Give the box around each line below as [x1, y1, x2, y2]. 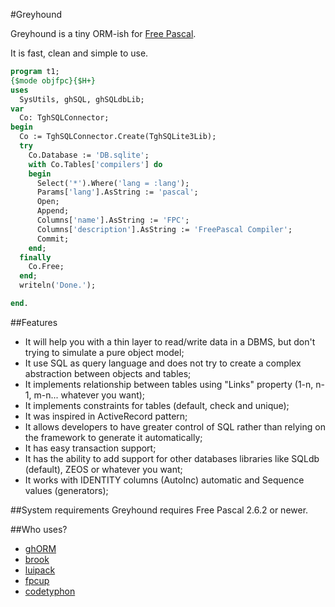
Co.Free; [28, 262, 65, 272]
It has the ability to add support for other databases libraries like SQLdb [24, 452, 320, 464]
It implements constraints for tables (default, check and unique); [24, 399, 290, 411]
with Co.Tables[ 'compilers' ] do [28, 159, 163, 169]
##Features [10, 316, 58, 328]
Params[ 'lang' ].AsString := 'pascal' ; [36, 187, 199, 198]
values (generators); [24, 484, 109, 496]
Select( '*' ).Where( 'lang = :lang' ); [36, 178, 190, 188]
